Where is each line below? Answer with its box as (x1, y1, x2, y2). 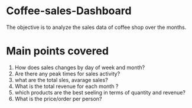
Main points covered (6, 44, 109, 58)
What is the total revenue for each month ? (14, 83, 119, 90)
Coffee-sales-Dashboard (6, 4, 132, 18)
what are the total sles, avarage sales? (14, 76, 108, 83)
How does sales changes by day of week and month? (14, 64, 145, 71)
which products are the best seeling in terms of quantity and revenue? (14, 89, 186, 96)
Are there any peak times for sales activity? (14, 70, 121, 77)
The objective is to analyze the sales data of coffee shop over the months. (6, 24, 187, 31)
